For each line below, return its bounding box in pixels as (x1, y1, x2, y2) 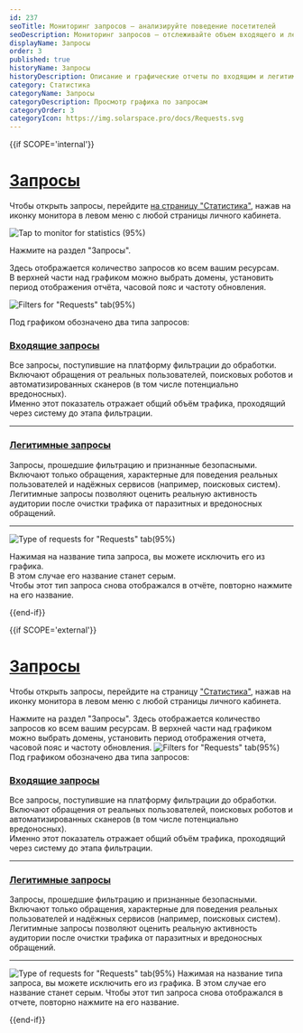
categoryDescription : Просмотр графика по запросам (9, 97, 207, 107)
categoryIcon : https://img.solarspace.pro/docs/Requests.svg (9, 114, 244, 123)
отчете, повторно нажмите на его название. (9, 997, 179, 1008)
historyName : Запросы (9, 64, 91, 73)
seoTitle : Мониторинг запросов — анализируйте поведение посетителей (9, 22, 277, 31)
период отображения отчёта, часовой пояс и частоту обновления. (9, 282, 267, 293)
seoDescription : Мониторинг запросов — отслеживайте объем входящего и (9, 30, 284, 39)
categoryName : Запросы (9, 89, 95, 98)
